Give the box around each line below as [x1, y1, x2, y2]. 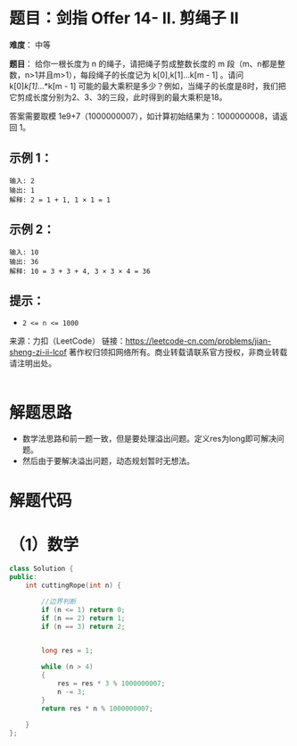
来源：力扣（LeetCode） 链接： [9, 336, 127, 346]
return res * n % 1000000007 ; [41, 704, 153, 713]
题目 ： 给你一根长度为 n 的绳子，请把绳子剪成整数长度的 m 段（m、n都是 [9, 58, 278, 69]
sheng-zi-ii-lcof [9, 347, 67, 358]
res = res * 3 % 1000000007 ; [56, 679, 166, 688]
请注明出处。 [9, 358, 56, 369]
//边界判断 [41, 597, 77, 607]
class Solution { [9, 564, 74, 574]
